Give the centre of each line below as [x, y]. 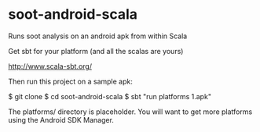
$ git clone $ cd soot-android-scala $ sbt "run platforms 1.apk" [110, 96]
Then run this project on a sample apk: [71, 81]
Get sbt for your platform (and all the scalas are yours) [96, 51]
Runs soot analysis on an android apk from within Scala [98, 36]
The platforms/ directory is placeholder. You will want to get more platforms [130, 112]
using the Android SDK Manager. [61, 120]
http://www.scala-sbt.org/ [50, 66]
